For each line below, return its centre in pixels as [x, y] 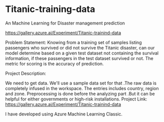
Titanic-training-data [50, 9]
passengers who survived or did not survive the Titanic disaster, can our [80, 47]
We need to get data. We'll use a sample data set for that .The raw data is [81, 83]
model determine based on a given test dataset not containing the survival [82, 53]
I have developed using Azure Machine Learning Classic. [64, 114]
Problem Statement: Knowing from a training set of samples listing [73, 42]
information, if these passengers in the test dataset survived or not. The [79, 58]
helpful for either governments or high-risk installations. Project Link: [76, 99]
